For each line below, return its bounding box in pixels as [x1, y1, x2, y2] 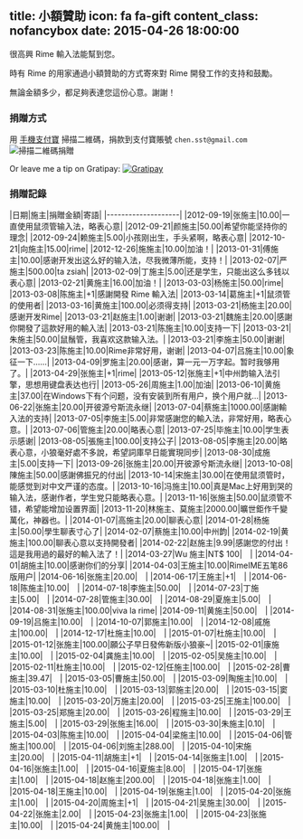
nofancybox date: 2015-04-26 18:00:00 [9, 24, 240, 39]
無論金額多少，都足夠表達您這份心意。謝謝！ [9, 87, 176, 98]
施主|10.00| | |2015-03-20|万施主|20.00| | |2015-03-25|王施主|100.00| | [9, 695, 291, 707]
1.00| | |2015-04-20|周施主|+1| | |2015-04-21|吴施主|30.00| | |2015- [19, 797, 288, 808]
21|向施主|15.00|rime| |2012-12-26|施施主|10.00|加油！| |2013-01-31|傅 [9, 243, 271, 255]
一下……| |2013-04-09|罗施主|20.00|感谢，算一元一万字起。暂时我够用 [16, 356, 280, 368]
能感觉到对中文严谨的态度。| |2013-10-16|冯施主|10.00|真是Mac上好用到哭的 [9, 481, 293, 492]
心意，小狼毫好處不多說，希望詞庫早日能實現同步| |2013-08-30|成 [16, 447, 263, 458]
